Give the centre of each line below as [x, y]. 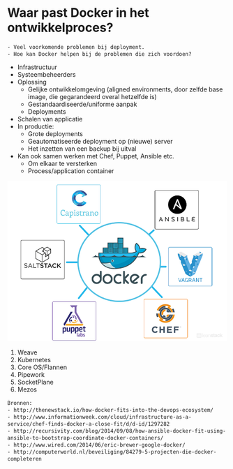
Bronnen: [20, 403]
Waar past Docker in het [78, 13]
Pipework [31, 374]
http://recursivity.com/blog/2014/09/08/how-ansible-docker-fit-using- [120, 431]
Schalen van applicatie [50, 119]
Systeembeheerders [46, 74]
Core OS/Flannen [42, 367]
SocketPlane [35, 382]
